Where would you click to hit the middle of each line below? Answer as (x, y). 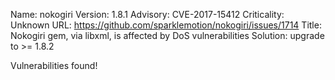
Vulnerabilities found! (54, 65)
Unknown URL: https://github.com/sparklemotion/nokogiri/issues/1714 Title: (166, 25)
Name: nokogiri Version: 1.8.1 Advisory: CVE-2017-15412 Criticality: (147, 14)
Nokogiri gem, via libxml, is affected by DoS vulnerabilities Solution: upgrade (167, 35)
